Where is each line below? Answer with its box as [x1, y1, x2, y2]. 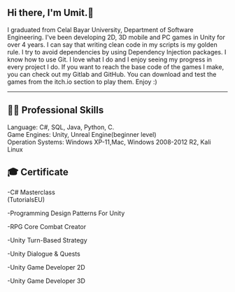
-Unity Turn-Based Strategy [7, 236, 87, 244]
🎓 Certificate [7, 166, 69, 178]
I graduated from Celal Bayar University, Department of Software [7, 25, 194, 34]
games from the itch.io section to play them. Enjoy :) [7, 78, 157, 86]
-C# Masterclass [7, 188, 56, 196]
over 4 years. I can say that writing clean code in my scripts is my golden [7, 40, 218, 49]
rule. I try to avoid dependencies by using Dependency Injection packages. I [7, 48, 227, 56]
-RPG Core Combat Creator [7, 223, 87, 231]
